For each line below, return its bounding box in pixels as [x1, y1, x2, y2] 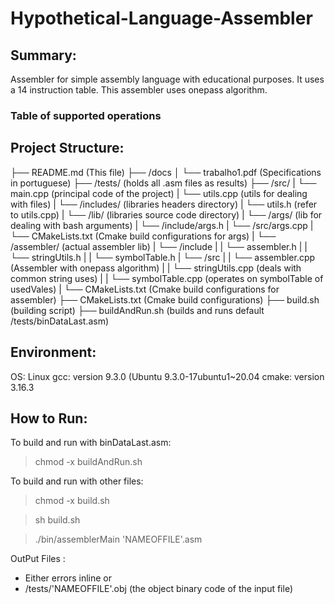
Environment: [10, 344, 97, 361]
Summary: [10, 47, 77, 64]
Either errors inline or [24, 572, 112, 584]
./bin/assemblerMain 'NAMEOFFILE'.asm [34, 533, 203, 546]
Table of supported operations [10, 108, 162, 122]
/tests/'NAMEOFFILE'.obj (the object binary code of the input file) [24, 583, 294, 595]
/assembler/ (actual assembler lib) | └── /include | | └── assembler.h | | [10, 240, 308, 252]
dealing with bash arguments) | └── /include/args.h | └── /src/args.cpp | [10, 219, 314, 231]
